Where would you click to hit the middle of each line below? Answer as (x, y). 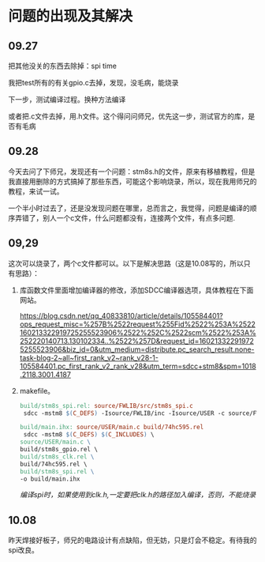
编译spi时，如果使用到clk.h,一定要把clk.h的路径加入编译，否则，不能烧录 (138, 495)
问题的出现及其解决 (71, 16)
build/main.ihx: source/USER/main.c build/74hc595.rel (112, 428)
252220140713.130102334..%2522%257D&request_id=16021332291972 (136, 341)
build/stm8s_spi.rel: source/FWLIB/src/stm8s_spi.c (106, 405)
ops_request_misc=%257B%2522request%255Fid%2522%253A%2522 (138, 324)
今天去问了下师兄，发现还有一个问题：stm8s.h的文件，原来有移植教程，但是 (132, 172)
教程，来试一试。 (36, 191)
